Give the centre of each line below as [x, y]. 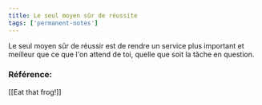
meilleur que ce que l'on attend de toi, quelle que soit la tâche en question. [131, 54]
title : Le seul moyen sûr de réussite [73, 16]
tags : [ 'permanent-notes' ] [53, 23]
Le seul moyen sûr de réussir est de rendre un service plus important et [126, 45]
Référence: [30, 75]
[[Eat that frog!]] [35, 91]
